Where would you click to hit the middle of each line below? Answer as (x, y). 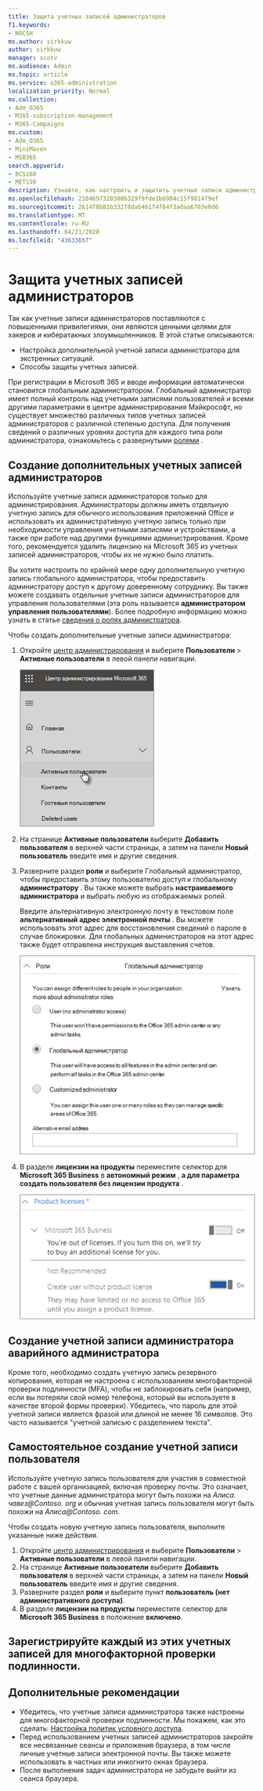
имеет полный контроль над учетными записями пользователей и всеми (131, 399)
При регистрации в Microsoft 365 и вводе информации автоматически (126, 382)
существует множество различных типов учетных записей (107, 415)
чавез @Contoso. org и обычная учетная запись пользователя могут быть (131, 1503)
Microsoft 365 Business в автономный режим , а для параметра (130, 1175)
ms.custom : (26, 133)
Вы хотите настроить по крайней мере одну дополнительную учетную (126, 570)
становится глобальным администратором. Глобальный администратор (130, 390)
